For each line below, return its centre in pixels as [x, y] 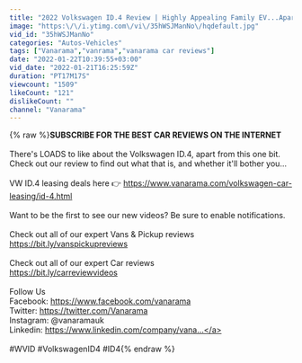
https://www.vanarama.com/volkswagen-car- [207, 183]
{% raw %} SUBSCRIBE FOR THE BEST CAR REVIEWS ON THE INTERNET [145, 135]
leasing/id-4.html [41, 196]
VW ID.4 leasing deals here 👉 [65, 183]
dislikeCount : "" [42, 101]
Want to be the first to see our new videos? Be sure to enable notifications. [147, 216]
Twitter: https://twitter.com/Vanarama [79, 311]
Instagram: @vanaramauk [57, 321]
